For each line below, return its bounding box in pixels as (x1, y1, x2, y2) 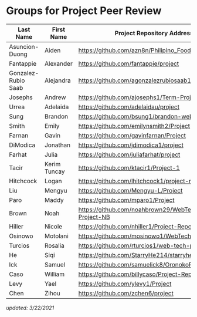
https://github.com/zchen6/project (78, 289, 174, 297)
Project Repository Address (114, 29, 193, 37)
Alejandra (44, 76, 72, 85)
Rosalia (44, 241, 64, 249)
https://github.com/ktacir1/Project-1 (78, 163, 180, 171)
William (44, 270, 65, 278)
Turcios (9, 241, 30, 249)
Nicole (44, 222, 63, 230)
